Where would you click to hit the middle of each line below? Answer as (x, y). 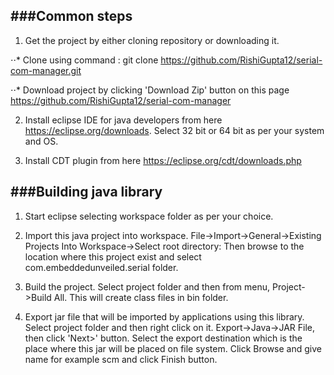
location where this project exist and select (113, 256)
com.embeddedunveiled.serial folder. (101, 267)
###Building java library (86, 192)
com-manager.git (46, 70)
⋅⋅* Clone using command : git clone (84, 60)
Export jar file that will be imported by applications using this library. (164, 316)
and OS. (41, 141)
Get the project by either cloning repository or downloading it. (152, 40)
